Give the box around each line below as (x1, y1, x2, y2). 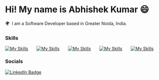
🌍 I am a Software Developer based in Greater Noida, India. (5, 20, 127, 26)
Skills (5, 34, 19, 41)
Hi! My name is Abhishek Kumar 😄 (5, 4, 149, 15)
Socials (5, 58, 23, 65)
